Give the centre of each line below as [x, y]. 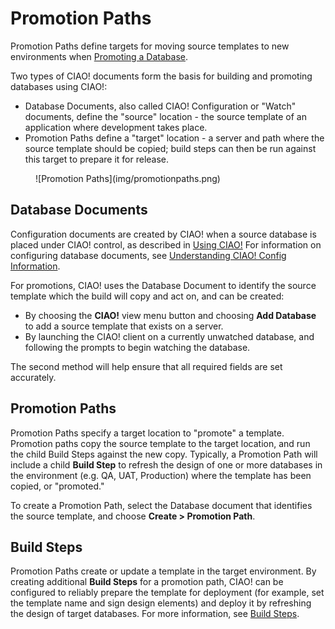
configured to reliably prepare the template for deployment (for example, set [167, 593]
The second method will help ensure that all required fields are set [146, 366]
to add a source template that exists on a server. [124, 326]
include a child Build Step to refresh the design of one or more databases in [166, 464]
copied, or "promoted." [57, 486]
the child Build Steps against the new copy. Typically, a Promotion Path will [164, 454]
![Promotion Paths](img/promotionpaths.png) [128, 178]
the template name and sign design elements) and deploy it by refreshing [161, 603]
